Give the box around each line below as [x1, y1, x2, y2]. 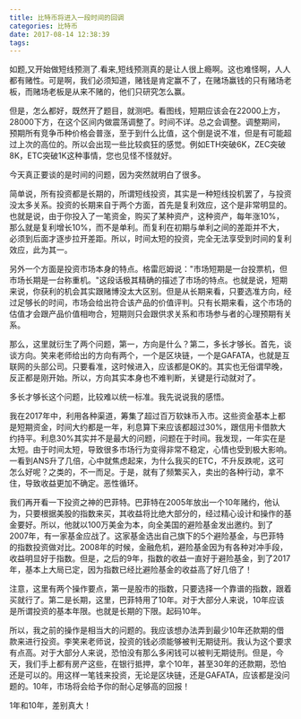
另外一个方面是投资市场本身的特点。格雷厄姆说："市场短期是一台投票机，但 [9, 264, 288, 275]
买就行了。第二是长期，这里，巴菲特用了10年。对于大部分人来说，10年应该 [9, 594, 285, 606]
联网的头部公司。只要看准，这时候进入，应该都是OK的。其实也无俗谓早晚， [9, 361, 288, 373]
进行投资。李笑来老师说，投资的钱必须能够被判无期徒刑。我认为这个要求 [24, 636, 292, 647]
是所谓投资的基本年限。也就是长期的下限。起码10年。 [9, 606, 206, 617]
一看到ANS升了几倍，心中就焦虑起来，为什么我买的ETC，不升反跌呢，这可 [9, 455, 285, 467]
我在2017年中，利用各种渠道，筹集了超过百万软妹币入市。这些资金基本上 [9, 410, 278, 422]
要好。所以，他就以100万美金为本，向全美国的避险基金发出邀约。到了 [16, 520, 274, 530]
